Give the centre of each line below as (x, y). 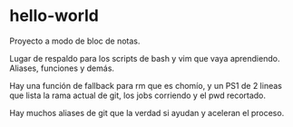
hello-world (54, 16)
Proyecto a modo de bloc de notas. (75, 41)
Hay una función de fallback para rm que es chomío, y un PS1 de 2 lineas (146, 85)
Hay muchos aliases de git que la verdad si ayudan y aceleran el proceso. (147, 112)
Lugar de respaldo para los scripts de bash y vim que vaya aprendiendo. (145, 58)
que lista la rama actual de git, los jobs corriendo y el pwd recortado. (137, 95)
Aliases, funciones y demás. (62, 68)
